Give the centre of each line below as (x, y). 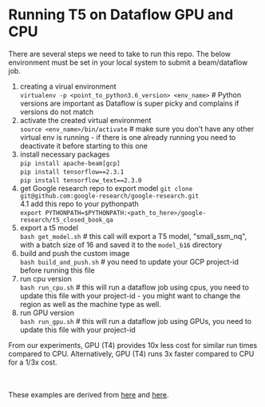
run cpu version (45, 278)
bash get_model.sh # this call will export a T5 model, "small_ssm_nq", (133, 236)
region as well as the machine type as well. (90, 304)
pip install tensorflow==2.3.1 (72, 172)
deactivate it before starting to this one (83, 146)
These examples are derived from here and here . (89, 394)
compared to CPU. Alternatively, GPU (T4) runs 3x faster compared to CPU (131, 353)
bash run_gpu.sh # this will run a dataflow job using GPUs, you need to (136, 321)
